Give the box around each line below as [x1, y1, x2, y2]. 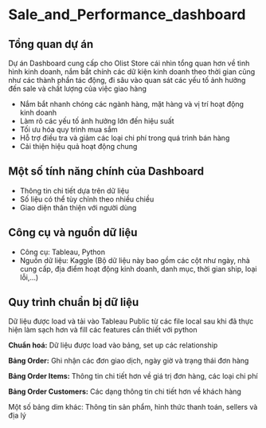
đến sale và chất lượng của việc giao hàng [8, 84, 147, 93]
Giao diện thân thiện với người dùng [19, 202, 137, 212]
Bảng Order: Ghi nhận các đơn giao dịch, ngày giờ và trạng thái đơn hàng [8, 356, 249, 366]
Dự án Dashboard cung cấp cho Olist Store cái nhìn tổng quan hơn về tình [8, 58, 250, 68]
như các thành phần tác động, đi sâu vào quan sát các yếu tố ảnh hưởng [8, 76, 246, 84]
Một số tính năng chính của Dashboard [8, 165, 205, 179]
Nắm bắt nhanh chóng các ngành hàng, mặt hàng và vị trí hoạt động [19, 100, 244, 108]
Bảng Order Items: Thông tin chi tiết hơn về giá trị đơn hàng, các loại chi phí [8, 371, 258, 381]
